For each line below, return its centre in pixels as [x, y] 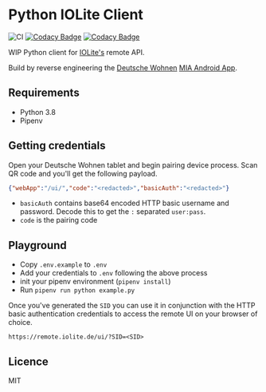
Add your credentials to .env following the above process [114, 273]
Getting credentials [57, 146]
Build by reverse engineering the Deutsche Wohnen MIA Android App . [123, 67]
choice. [21, 323]
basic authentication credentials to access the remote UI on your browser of [133, 314]
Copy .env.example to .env [63, 264]
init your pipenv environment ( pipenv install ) [95, 282]
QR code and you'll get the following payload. [83, 173]
